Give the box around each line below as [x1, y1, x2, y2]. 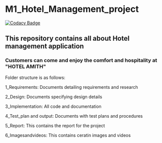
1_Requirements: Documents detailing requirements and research [5, 84, 138, 90]
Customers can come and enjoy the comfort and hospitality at [5, 57, 158, 64]
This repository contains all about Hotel [5, 34, 130, 43]
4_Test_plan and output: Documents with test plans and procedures [5, 113, 143, 119]
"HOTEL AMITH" [5, 63, 46, 70]
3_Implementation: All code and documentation [5, 103, 102, 109]
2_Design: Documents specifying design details [5, 93, 103, 100]
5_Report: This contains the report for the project [5, 123, 105, 129]
